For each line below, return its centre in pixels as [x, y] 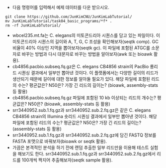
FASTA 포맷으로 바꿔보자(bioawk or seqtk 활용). [60, 141]
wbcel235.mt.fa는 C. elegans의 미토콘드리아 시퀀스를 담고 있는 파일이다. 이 [86, 35]
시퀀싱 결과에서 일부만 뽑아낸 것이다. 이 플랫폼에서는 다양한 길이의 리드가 [88, 73]
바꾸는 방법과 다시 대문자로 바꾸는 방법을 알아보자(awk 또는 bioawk [87, 54]
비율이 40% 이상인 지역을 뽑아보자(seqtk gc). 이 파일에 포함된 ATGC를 [81, 48]
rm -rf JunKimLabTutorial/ [33, 25]
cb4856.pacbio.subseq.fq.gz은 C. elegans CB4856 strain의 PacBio [81, 67]
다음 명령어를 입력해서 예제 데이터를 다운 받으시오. [61, 7]
